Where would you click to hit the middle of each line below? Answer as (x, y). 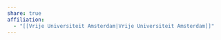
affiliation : (26, 20)
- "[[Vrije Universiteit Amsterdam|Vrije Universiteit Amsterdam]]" (114, 26)
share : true (24, 13)
